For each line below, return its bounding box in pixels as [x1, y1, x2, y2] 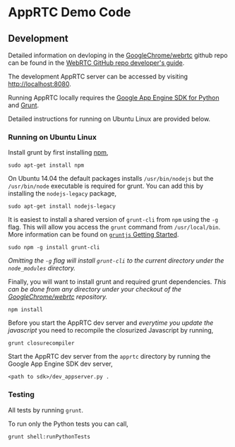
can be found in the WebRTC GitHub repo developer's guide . [8, 59, 185, 67]
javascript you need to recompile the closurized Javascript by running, [8, 326, 214, 335]
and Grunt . [8, 101, 40, 109]
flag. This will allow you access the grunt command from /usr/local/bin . [8, 223, 221, 232]
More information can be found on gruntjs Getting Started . [8, 230, 179, 239]
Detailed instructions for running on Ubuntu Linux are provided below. [8, 114, 211, 123]
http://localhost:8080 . [8, 80, 71, 88]
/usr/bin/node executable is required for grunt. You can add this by [8, 181, 204, 191]
